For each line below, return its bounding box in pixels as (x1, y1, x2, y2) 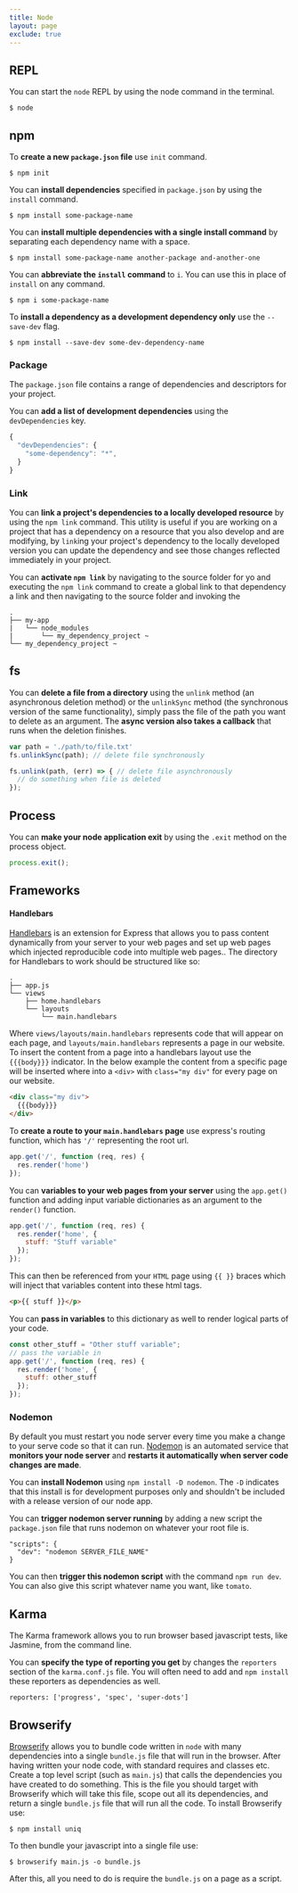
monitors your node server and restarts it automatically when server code (9, 1451, 289, 1461)
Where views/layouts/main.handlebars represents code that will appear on (9, 1028, 284, 1039)
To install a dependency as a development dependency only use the (9, 311, 265, 322)
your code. (9, 1322, 49, 1334)
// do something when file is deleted (17, 775, 162, 784)
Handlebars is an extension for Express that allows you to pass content (9, 928, 270, 938)
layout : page (9, 21, 58, 30)
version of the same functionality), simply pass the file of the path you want (9, 706, 286, 716)
